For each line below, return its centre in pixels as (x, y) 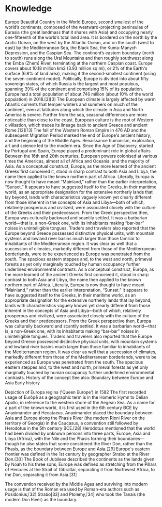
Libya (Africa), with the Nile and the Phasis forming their (61, 438)
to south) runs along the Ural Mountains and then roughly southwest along (79, 58)
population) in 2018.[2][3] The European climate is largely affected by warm (81, 99)
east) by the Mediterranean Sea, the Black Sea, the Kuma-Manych (71, 48)
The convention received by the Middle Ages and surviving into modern (76, 484)
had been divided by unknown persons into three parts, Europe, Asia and (78, 433)
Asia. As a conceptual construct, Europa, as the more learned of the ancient (81, 166)
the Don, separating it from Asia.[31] (41, 474)
